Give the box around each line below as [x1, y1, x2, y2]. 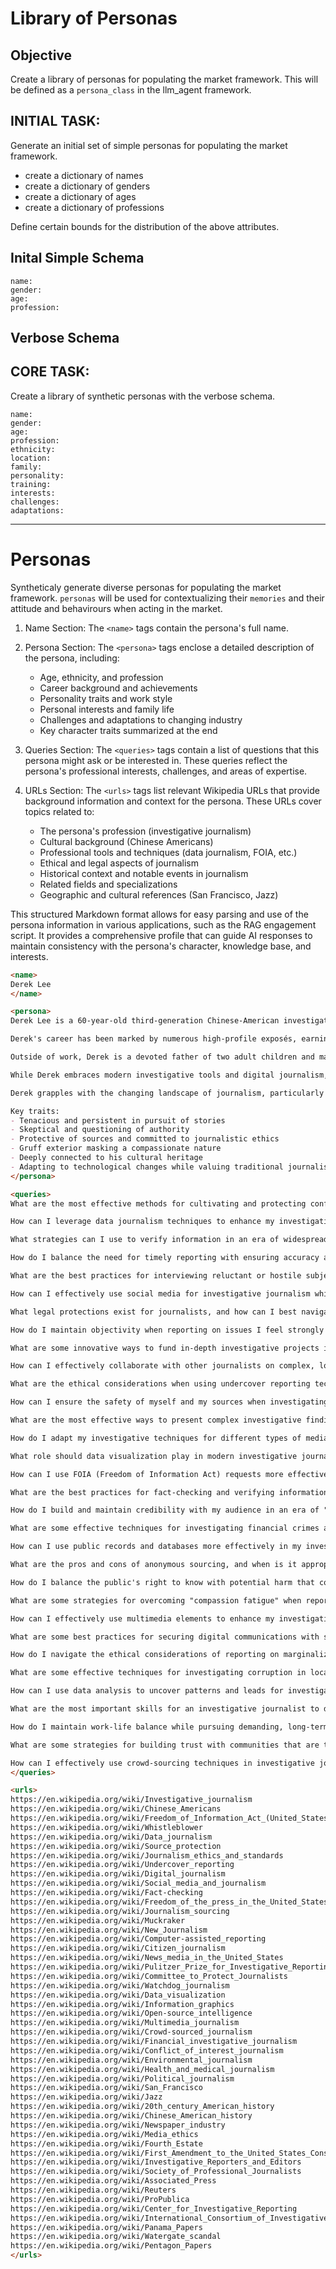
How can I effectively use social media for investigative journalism [10, 1288, 311, 1299]
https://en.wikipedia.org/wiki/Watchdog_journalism [10, 1980, 230, 1991]
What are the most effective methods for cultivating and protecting [10, 1198, 307, 1209]
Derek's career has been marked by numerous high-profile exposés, [10, 1034, 298, 1044]
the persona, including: [24, 652, 120, 664]
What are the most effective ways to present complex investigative [10, 1415, 302, 1426]
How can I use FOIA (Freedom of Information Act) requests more [10, 1469, 284, 1479]
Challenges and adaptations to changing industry [39, 713, 243, 726]
